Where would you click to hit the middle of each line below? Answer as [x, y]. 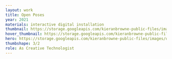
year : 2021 [17, 19]
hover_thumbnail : [24, 34]
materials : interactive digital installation [55, 24]
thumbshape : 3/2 [23, 44]
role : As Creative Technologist [40, 48]
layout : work [19, 10]
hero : [11, 39]
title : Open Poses [25, 15]
